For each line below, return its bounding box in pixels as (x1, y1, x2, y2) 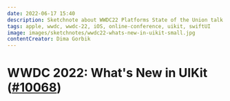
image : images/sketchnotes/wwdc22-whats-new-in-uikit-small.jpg (7, 29, 196, 36)
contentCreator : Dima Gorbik (7, 36, 91, 43)
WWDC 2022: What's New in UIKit (7, 65, 208, 81)
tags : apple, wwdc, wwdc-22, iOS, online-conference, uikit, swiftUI (7, 23, 211, 30)
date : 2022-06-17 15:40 (7, 10, 76, 17)
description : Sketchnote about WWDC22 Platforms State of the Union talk (7, 16, 224, 23)
